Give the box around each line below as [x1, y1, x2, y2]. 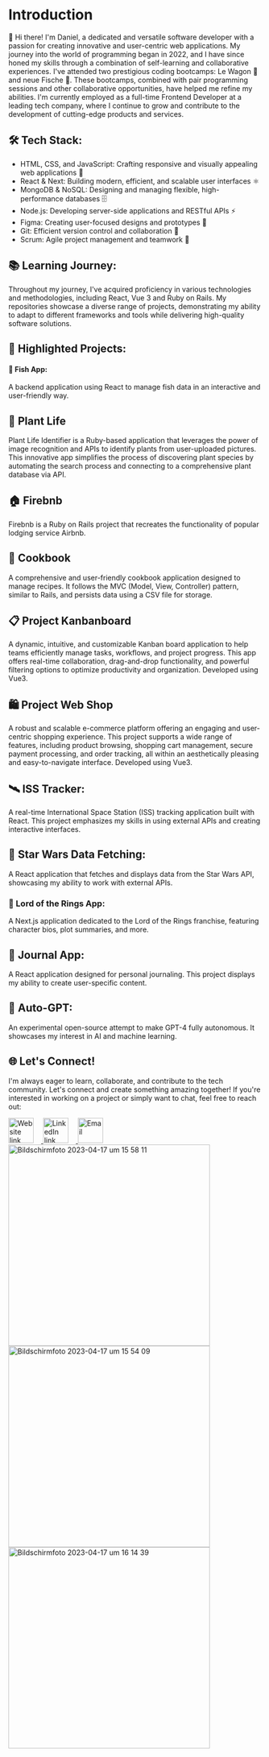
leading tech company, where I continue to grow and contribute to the [8, 101, 240, 110]
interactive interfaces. [8, 825, 81, 834]
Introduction [8, 6, 93, 24]
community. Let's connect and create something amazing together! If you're [8, 1085, 261, 1094]
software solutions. [8, 318, 72, 328]
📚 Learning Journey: [8, 259, 117, 273]
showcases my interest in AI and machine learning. [8, 1031, 177, 1040]
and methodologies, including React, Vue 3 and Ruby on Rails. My [8, 292, 227, 303]
